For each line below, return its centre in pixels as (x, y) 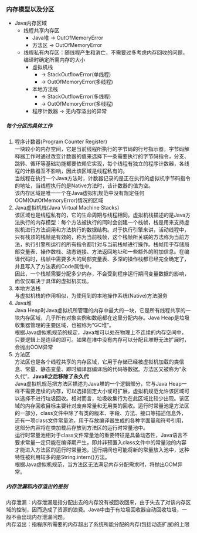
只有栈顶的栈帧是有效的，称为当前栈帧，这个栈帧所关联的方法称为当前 (99, 237)
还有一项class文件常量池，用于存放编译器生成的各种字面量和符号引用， (100, 420)
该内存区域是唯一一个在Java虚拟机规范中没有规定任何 (79, 193)
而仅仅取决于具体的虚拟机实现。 (53, 281)
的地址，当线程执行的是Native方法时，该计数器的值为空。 (84, 185)
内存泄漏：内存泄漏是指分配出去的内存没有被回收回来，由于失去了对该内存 (96, 502)
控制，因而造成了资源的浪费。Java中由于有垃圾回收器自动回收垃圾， (99, 510)
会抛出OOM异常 (34, 347)
